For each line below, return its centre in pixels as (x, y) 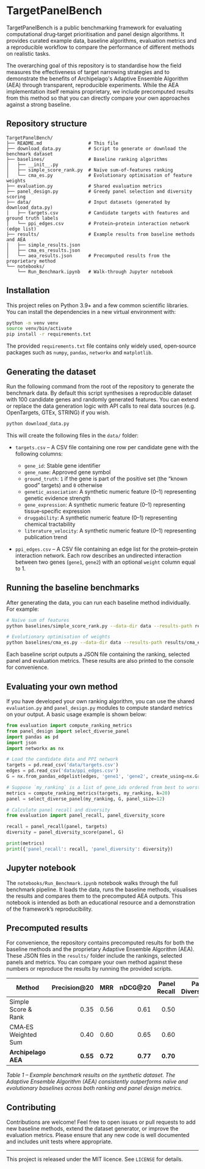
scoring (16, 196)
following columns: (39, 454)
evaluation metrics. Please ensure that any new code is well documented (98, 1135)
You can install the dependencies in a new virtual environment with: (91, 312)
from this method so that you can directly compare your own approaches (98, 98)
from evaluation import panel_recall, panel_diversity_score (86, 816)
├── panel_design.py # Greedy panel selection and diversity (99, 191)
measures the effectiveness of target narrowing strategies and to (88, 72)
